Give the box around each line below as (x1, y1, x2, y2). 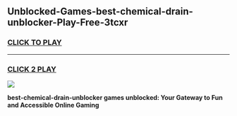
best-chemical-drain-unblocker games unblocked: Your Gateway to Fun (7, 93, 224, 101)
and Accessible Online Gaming (7, 101, 99, 109)
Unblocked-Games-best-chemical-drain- (7, 6, 194, 18)
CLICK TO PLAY (7, 38, 62, 48)
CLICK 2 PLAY (7, 64, 56, 74)
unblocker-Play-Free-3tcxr (7, 17, 128, 29)
